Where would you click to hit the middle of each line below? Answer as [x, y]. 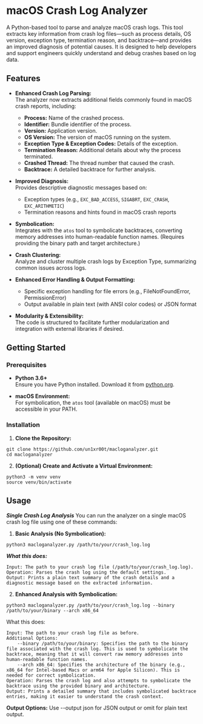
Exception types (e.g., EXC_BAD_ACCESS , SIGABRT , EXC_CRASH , [97, 199]
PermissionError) [45, 297]
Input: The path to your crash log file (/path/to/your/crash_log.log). [100, 567]
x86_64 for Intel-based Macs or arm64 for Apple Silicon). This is [93, 670]
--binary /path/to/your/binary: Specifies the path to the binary [103, 643]
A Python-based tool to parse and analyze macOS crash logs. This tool [95, 27]
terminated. [38, 156]
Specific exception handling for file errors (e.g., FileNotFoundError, [107, 291]
